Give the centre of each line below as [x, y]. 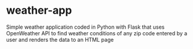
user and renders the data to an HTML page [60, 39]
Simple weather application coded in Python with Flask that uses [85, 27]
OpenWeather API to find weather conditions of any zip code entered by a [97, 33]
